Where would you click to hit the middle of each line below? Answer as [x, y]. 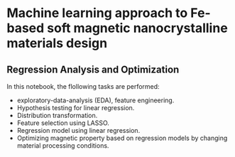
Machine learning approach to [97, 13]
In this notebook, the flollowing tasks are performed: [83, 86]
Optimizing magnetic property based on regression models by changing [122, 138]
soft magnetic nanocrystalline [137, 28]
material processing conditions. [63, 146]
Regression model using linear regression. [78, 130]
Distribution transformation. [57, 115]
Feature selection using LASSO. [63, 123]
